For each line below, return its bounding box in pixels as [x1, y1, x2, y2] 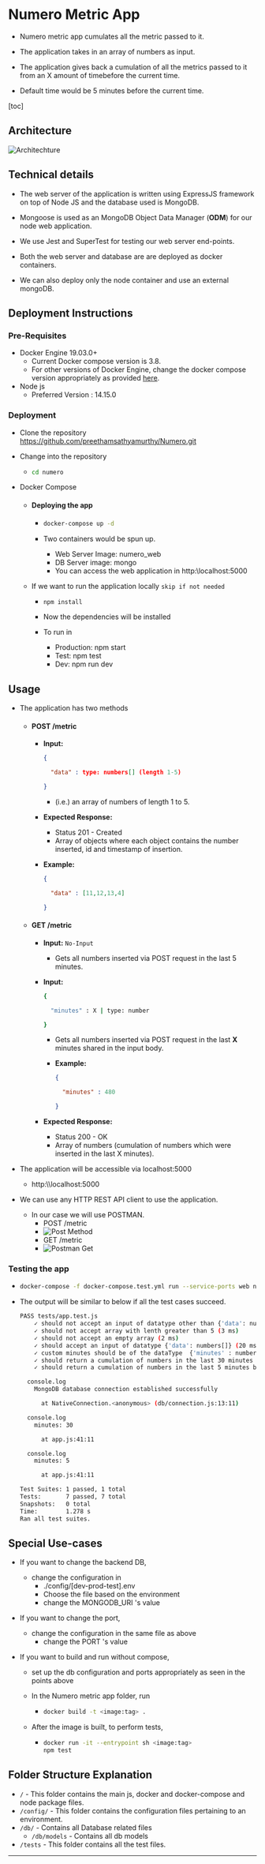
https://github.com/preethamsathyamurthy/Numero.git [19, 436, 197, 445]
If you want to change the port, [19, 1613, 121, 1623]
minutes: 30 [34, 1421, 73, 1429]
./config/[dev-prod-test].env [43, 1581, 136, 1591]
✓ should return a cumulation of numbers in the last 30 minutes [34, 1356, 254, 1364]
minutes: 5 [34, 1457, 70, 1465]
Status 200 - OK [54, 1132, 108, 1142]
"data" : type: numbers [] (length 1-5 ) [50, 768, 181, 777]
